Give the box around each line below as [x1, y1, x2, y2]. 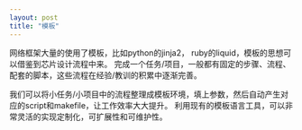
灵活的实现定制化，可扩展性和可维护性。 [16, 111, 168, 122]
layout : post [9, 13, 59, 22]
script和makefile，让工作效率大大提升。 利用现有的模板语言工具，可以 [24, 100, 286, 110]
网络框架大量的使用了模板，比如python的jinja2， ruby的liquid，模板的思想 [9, 47, 284, 58]
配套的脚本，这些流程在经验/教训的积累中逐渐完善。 [9, 69, 203, 81]
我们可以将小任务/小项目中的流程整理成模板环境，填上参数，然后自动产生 [9, 89, 281, 100]
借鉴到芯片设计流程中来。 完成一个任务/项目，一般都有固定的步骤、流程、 [16, 58, 291, 69]
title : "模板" [9, 22, 60, 30]
